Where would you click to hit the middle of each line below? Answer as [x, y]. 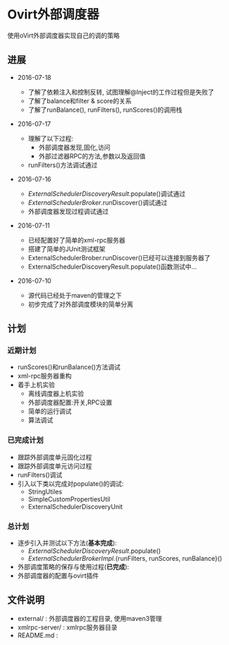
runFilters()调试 [40, 475]
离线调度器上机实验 [56, 394]
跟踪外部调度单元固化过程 [55, 457]
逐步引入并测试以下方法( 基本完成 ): [67, 543]
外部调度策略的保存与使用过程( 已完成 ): [73, 567]
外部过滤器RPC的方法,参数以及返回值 [92, 156]
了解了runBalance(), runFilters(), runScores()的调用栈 [105, 110]
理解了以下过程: [51, 138]
